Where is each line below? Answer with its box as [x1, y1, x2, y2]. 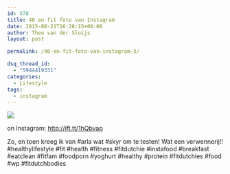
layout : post [7, 36, 45, 43]
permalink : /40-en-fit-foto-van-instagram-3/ [7, 48, 139, 55]
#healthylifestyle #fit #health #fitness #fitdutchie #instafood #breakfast [7, 145, 209, 153]
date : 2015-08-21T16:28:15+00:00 [7, 23, 103, 30]
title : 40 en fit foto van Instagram [7, 17, 115, 23]
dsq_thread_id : [7, 61, 51, 67]
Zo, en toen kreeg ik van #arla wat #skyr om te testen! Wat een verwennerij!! [7, 138, 223, 146]
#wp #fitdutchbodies [7, 160, 67, 168]
